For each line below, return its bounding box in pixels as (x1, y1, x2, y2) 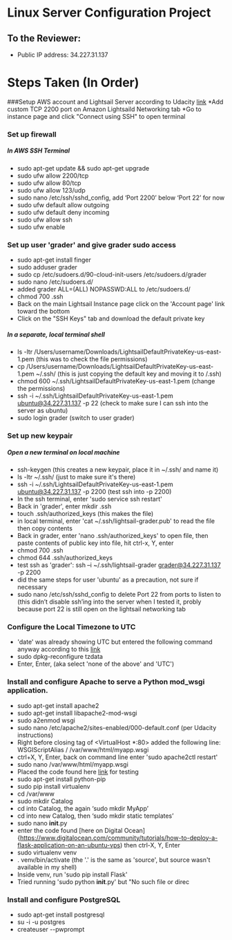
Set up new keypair (7, 431, 73, 441)
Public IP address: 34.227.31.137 (17, 50, 108, 59)
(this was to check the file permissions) (35, 355, 148, 363)
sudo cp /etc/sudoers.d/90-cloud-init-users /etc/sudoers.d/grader (17, 271, 207, 279)
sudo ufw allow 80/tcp (17, 178, 81, 187)
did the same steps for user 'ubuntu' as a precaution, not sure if (17, 575, 199, 584)
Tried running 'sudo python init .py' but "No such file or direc (17, 877, 190, 885)
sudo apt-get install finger (17, 256, 91, 264)
